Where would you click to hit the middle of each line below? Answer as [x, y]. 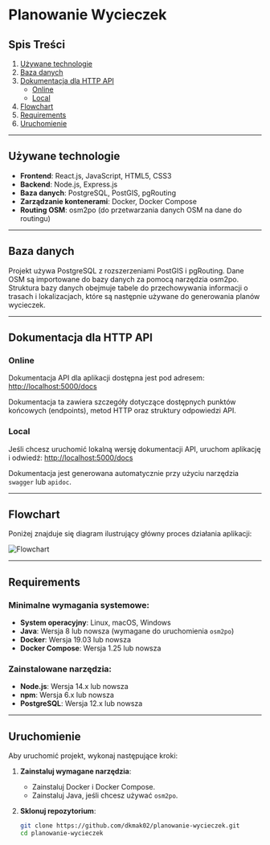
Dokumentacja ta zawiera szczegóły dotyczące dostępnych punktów [122, 402]
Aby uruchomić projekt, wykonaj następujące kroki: [93, 756]
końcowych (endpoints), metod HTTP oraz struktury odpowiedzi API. [123, 411]
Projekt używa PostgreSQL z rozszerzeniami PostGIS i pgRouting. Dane [126, 270]
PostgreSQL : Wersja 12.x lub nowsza [81, 703]
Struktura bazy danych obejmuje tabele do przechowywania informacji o [128, 288]
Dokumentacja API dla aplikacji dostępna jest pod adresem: [106, 378]
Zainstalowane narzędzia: [60, 669]
